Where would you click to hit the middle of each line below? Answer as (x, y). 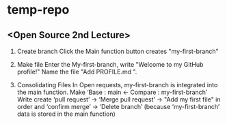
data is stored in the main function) (66, 114)
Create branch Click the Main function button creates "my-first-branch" (118, 51)
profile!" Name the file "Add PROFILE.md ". (77, 72)
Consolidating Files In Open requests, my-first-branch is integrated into (117, 85)
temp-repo (38, 10)
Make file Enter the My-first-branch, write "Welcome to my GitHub (110, 64)
